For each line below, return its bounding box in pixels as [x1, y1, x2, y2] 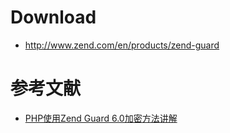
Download [10, 6, 97, 29]
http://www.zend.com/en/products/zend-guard [24, 39, 220, 51]
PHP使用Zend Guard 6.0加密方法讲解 [24, 112, 178, 124]
